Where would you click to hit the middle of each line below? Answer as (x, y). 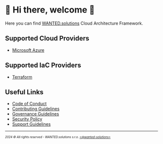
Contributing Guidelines (36, 109)
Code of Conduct (29, 104)
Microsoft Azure (28, 50)
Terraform (22, 77)
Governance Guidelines (35, 114)
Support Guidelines (31, 124)
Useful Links (24, 92)
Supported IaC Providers (43, 65)
